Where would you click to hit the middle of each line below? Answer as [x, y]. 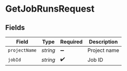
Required [71, 42]
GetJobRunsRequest [50, 9]
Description [103, 42]
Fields [15, 28]
